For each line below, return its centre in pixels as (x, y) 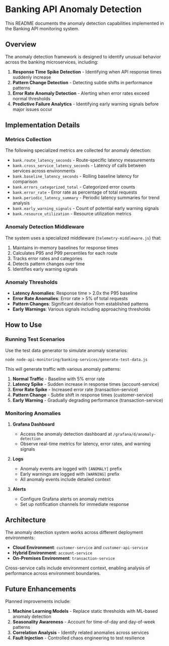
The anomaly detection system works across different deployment (74, 532)
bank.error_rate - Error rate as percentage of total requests (75, 192)
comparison (25, 182)
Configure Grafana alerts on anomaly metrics (67, 499)
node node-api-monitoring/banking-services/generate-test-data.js (76, 360)
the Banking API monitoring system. (42, 28)
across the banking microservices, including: (52, 62)
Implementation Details (43, 125)
